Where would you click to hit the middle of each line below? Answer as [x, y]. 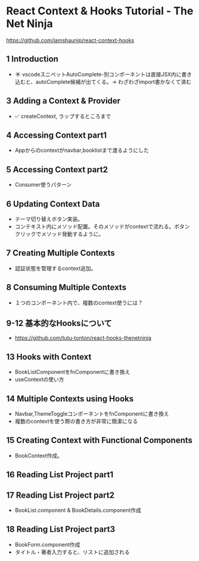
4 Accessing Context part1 [57, 135]
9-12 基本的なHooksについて [59, 323]
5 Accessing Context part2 [57, 170]
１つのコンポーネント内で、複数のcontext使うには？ [79, 303]
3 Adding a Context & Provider [63, 101]
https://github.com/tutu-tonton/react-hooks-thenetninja [83, 338]
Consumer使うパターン [43, 185]
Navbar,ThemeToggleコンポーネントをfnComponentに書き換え [92, 414]
